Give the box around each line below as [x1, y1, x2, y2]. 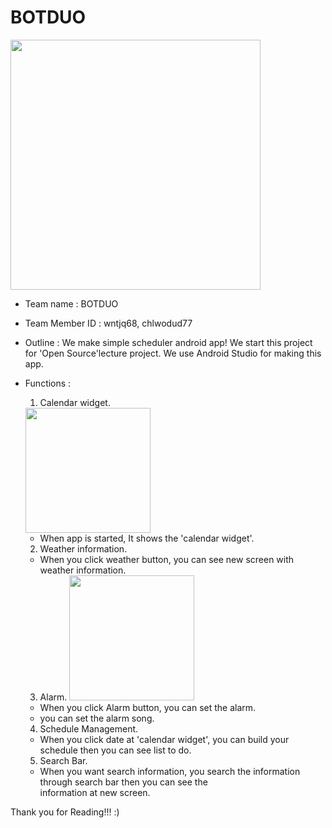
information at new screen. [39, 786, 151, 798]
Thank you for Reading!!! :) [10, 806, 120, 818]
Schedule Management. [39, 722, 139, 735]
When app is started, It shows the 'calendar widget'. [39, 532, 255, 544]
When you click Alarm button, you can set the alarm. [39, 701, 257, 713]
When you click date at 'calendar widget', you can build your [39, 733, 290, 745]
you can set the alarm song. [39, 712, 155, 724]
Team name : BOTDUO [24, 297, 119, 310]
